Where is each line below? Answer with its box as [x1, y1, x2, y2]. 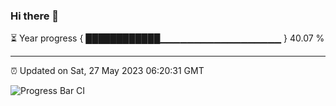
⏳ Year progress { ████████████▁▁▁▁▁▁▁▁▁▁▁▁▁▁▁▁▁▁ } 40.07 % [10, 32, 325, 44]
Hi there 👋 [10, 9, 60, 23]
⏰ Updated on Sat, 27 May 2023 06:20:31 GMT [10, 65, 205, 77]
